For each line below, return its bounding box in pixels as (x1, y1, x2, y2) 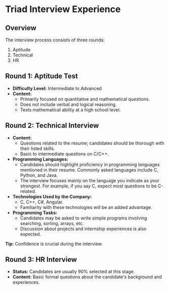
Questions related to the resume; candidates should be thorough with (20, 140, 164, 146)
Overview (5, 24, 37, 32)
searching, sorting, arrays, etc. (20, 220, 84, 226)
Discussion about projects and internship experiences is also (20, 226, 147, 232)
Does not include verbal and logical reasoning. (20, 101, 117, 107)
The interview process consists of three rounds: (5, 37, 105, 43)
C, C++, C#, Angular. (20, 199, 64, 205)
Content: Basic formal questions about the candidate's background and (12, 274, 162, 280)
